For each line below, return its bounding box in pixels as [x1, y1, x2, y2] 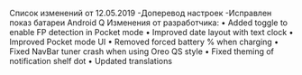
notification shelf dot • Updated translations [9, 56, 173, 66]
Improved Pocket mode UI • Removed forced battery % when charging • [9, 36, 279, 47]
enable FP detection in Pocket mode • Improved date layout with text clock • [9, 27, 294, 37]
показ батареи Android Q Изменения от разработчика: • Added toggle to [9, 17, 288, 28]
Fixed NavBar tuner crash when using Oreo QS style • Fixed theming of [9, 46, 275, 57]
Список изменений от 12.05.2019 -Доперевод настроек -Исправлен [9, 8, 272, 18]
